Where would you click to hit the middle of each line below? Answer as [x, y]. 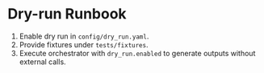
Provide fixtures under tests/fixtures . [84, 44]
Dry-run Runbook [67, 14]
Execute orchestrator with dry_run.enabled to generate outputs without [137, 53]
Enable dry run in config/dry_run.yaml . [84, 36]
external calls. [42, 62]
